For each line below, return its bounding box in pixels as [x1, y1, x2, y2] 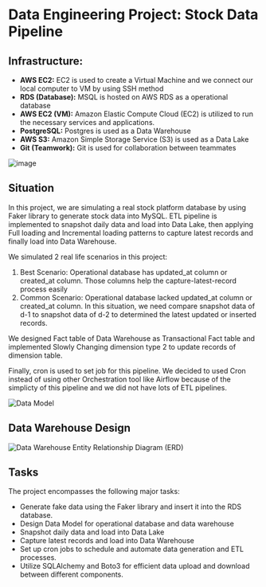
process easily [19, 284, 68, 294]
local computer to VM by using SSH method [19, 84, 164, 93]
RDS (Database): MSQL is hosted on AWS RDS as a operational [19, 92, 229, 101]
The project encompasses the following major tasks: [8, 487, 181, 496]
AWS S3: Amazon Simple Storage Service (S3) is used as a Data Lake [19, 135, 249, 144]
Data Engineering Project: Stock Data [8, 6, 259, 24]
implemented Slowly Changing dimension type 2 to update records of [8, 342, 237, 351]
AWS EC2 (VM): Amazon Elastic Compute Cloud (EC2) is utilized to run [19, 109, 253, 119]
